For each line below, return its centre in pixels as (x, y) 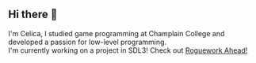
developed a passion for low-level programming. (88, 42)
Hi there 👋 (33, 15)
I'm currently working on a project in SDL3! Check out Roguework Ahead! (128, 50)
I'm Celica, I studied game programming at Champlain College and (117, 33)
